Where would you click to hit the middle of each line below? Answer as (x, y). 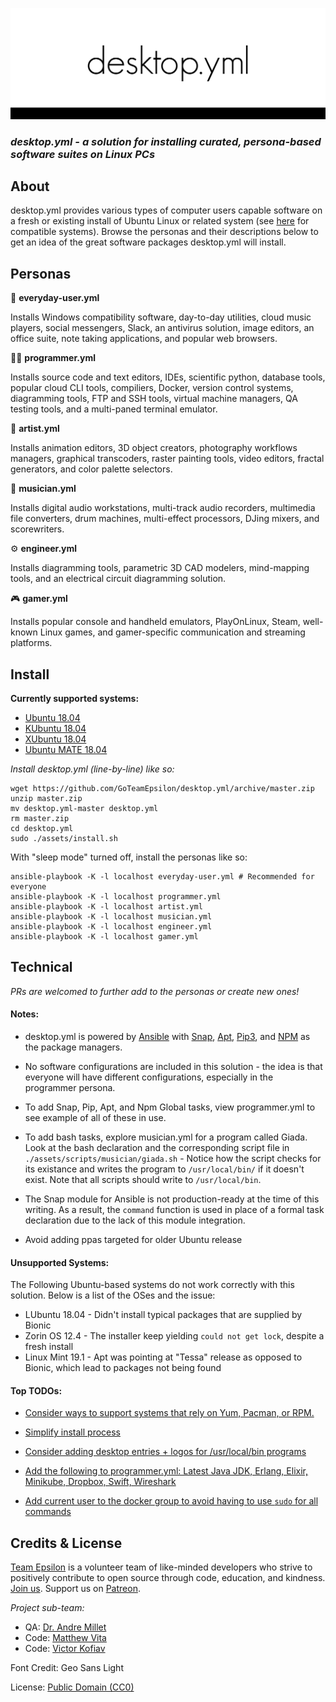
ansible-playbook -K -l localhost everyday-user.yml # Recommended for (162, 877)
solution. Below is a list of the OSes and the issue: (113, 1295)
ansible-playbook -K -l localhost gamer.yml (104, 937)
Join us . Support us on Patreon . (75, 1589)
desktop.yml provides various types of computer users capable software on (166, 210)
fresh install (49, 1347)
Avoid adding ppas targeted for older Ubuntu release (133, 1240)
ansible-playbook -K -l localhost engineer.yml (111, 927)
